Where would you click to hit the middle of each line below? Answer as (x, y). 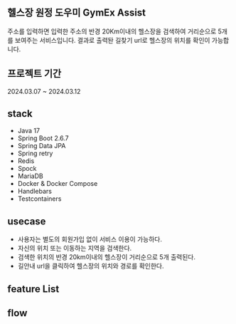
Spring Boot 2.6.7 (43, 138)
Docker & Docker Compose (58, 184)
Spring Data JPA (42, 146)
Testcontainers (39, 199)
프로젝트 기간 (34, 74)
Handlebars (34, 192)
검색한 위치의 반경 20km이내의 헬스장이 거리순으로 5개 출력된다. (107, 257)
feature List (33, 289)
